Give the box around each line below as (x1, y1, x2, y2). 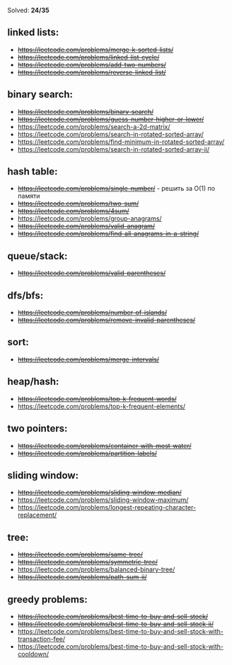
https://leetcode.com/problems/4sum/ (17, 207, 129, 216)
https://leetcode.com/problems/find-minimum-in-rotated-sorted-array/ (17, 138, 225, 146)
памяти (17, 191, 40, 201)
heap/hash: (7, 376, 59, 388)
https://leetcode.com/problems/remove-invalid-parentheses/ (17, 315, 196, 325)
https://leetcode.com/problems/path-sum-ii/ (17, 573, 147, 581)
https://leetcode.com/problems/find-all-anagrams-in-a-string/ (17, 230, 199, 238)
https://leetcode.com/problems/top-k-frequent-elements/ (17, 402, 186, 410)
